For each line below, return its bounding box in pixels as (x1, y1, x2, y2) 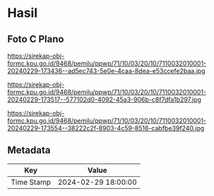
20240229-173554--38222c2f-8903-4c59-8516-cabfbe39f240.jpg (7, 124, 205, 132)
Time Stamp (11, 177, 52, 187)
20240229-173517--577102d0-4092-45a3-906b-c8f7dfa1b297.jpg (7, 95, 201, 104)
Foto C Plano (7, 33, 64, 45)
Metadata (7, 145, 51, 157)
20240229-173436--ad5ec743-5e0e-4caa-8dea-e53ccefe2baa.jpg (7, 67, 206, 75)
